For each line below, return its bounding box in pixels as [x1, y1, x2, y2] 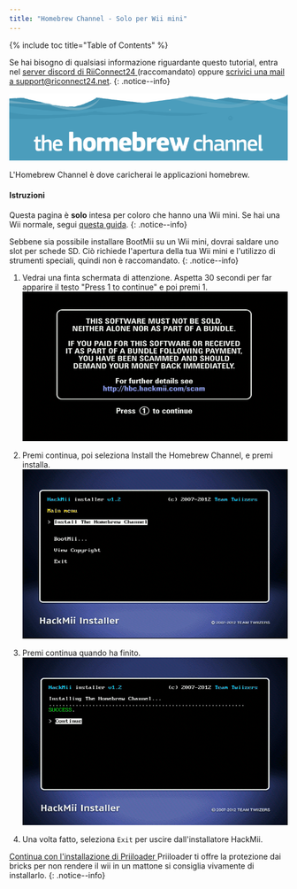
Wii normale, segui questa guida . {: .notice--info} [9, 219, 187, 229]
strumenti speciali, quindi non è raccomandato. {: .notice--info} [9, 255, 240, 266]
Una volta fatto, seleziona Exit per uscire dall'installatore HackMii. [21, 834, 263, 845]
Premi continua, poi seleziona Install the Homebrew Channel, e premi [21, 450, 274, 460]
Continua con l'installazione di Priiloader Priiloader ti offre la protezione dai [9, 851, 281, 862]
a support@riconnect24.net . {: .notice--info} [9, 75, 171, 86]
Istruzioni [9, 189, 46, 200]
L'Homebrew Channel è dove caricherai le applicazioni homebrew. [9, 169, 250, 181]
